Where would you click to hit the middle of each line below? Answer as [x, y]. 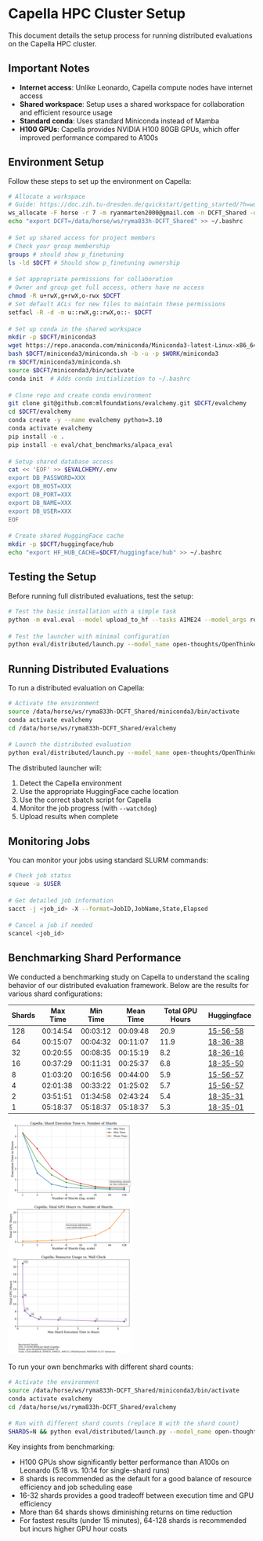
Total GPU [181, 1011]
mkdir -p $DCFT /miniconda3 [52, 337]
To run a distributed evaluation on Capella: [76, 688]
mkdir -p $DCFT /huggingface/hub [61, 544]
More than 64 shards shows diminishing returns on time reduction [126, 1512]
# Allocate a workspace [47, 196]
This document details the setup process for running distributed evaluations [130, 35]
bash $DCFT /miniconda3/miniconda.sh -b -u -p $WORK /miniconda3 [113, 354]
